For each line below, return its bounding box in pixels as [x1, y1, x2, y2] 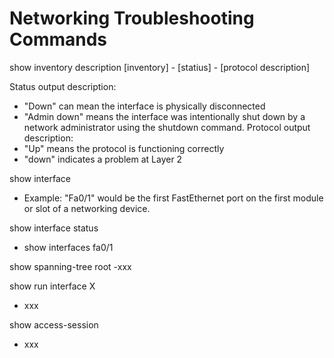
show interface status [9, 222, 99, 234]
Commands [9, 28, 108, 51]
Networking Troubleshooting [9, 7, 255, 30]
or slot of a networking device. [23, 202, 151, 214]
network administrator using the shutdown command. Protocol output [23, 121, 311, 133]
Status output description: [9, 80, 117, 92]
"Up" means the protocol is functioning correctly [23, 142, 225, 154]
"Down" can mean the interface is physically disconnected [23, 100, 266, 112]
